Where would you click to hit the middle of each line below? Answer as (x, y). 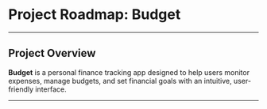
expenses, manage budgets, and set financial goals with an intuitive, (120, 81)
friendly (21, 89)
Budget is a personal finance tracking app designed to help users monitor (129, 72)
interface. (51, 89)
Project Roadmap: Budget (95, 15)
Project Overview (52, 53)
